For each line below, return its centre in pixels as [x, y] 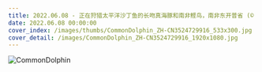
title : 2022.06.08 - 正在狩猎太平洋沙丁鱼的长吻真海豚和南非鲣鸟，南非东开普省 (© [131, 15]
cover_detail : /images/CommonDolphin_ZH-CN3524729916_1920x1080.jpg [123, 38]
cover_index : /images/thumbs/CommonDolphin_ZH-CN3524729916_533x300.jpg [130, 30]
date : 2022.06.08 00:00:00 [52, 23]
